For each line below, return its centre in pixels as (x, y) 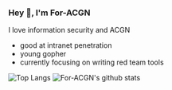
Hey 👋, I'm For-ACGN (49, 13)
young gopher (43, 54)
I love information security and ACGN (69, 30)
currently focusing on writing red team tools (92, 62)
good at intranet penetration (66, 45)
